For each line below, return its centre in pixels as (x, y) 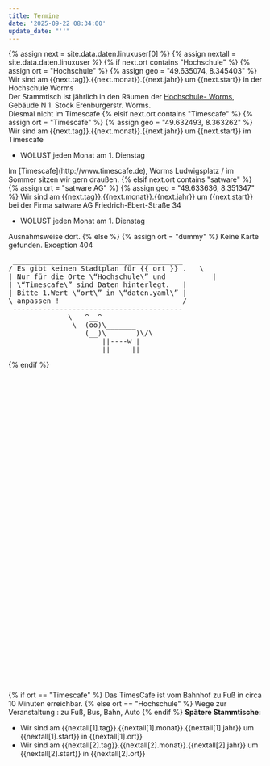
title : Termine (34, 16)
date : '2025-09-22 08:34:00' (57, 23)
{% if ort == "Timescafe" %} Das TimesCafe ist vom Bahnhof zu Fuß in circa (135, 695)
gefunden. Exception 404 (51, 245)
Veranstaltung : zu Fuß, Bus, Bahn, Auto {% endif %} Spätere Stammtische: (135, 713)
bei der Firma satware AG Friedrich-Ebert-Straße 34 (95, 205)
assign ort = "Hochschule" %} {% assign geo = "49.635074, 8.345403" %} (133, 71)
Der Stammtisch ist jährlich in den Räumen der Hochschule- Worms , (122, 97)
